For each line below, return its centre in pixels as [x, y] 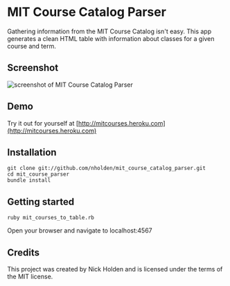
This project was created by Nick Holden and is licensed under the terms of [115, 269]
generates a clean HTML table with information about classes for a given [111, 38]
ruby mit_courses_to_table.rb [51, 218]
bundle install [29, 180]
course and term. [32, 46]
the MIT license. [30, 276]
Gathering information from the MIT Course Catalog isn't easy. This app [109, 31]
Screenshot [33, 68]
